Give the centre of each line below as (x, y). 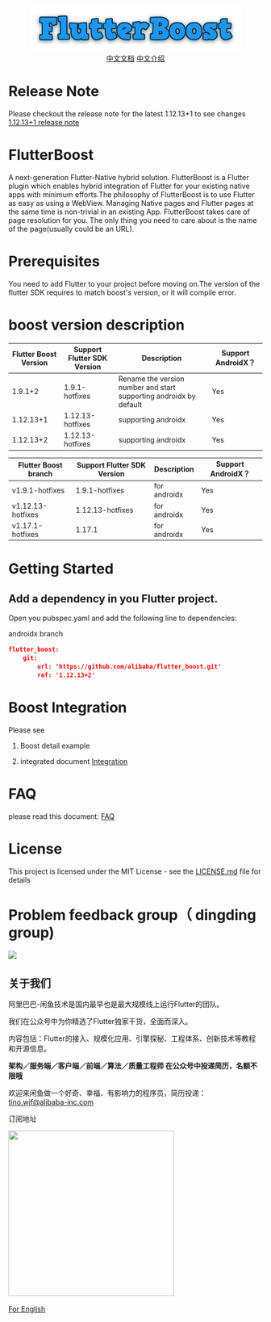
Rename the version (151, 379)
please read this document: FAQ (62, 816)
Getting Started (61, 569)
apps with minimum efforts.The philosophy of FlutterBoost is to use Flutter (132, 194)
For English (27, 1309)
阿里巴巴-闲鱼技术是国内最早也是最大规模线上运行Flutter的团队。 (116, 1005)
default (130, 404)
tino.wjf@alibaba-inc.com (51, 1102)
